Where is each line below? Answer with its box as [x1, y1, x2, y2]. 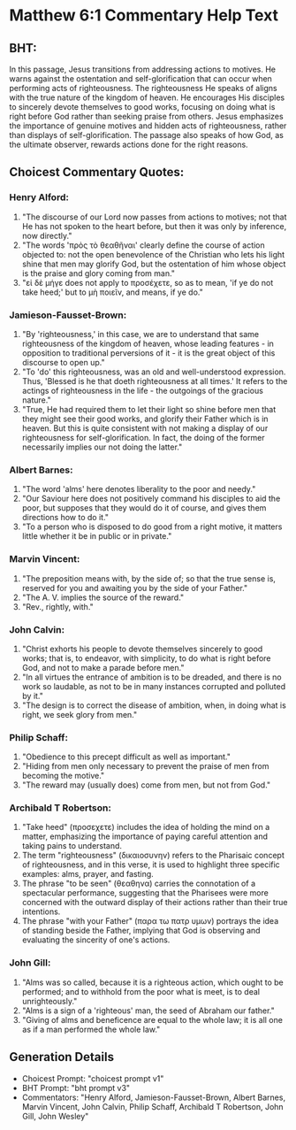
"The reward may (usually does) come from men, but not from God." [21, 780, 271, 790]
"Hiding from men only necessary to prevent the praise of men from [21, 761, 269, 772]
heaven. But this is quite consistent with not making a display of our [21, 422, 269, 434]
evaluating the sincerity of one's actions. [21, 934, 171, 945]
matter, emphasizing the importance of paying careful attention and [21, 831, 268, 842]
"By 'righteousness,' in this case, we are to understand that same [21, 328, 259, 339]
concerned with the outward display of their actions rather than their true [21, 897, 288, 908]
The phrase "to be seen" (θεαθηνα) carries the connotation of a [21, 878, 256, 889]
